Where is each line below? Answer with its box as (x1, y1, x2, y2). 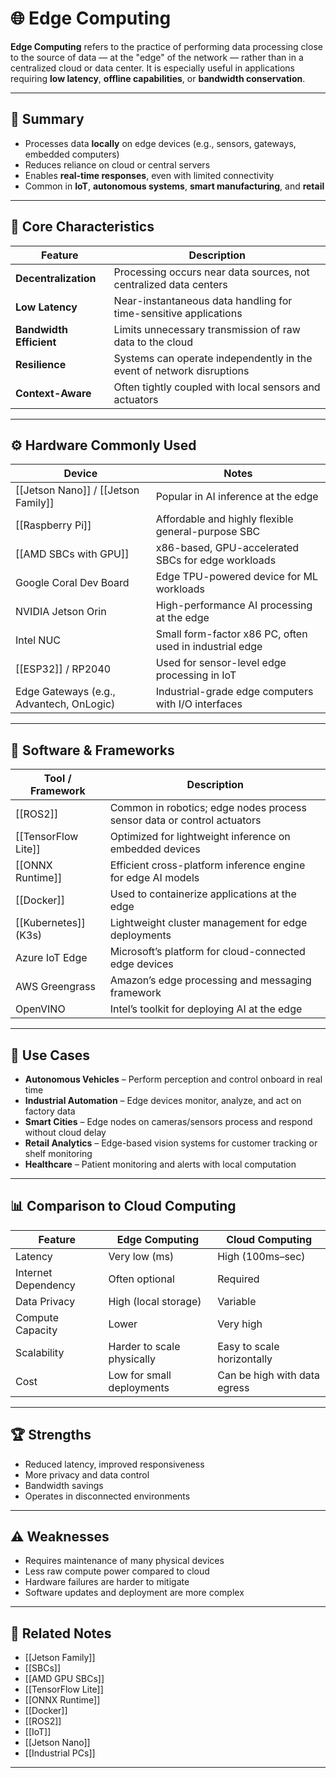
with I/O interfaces (155, 697, 243, 711)
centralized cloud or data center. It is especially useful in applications (10, 62, 295, 74)
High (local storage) (108, 1294, 202, 1308)
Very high (217, 1317, 263, 1331)
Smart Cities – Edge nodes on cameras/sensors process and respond (24, 1116, 313, 1127)
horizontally (217, 1352, 273, 1366)
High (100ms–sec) (217, 1249, 306, 1263)
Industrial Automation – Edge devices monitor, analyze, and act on (24, 1095, 302, 1106)
